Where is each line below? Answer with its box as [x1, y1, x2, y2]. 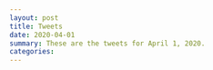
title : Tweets [9, 22, 64, 31]
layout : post [9, 13, 59, 23]
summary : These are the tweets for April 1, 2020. [9, 38, 206, 48]
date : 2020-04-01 [9, 30, 76, 39]
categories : [9, 47, 55, 56]
